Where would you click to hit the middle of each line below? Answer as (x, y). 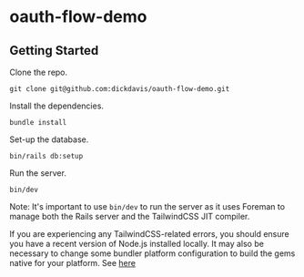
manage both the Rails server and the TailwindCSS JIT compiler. (130, 216)
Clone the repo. (39, 72)
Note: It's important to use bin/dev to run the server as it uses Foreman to (147, 206)
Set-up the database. (49, 139)
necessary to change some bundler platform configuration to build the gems (152, 253)
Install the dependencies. (57, 106)
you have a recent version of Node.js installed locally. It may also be (137, 244)
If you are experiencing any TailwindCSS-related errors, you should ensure (149, 234)
